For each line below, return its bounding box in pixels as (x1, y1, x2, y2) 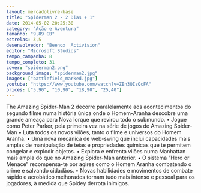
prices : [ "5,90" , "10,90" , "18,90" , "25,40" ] (6, 87, 122, 93)
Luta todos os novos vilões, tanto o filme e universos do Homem (23, 128, 182, 135)
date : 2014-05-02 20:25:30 (6, 20, 74, 26)
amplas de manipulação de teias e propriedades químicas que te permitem (6, 141, 191, 149)
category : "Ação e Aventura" (6, 25, 79, 32)
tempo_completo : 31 (6, 59, 55, 65)
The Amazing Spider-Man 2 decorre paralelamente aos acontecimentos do (6, 103, 191, 110)
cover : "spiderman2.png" (6, 64, 68, 71)
